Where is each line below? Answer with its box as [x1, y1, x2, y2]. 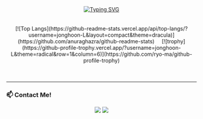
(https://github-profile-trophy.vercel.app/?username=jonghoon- [22, 44, 181, 51]
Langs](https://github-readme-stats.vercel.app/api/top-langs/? [31, 25, 188, 32]
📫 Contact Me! [6, 90, 52, 99]
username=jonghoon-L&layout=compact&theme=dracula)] [28, 31, 175, 38]
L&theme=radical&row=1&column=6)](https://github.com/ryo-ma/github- [11, 50, 192, 58]
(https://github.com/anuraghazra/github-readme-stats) [18, 38, 155, 44]
